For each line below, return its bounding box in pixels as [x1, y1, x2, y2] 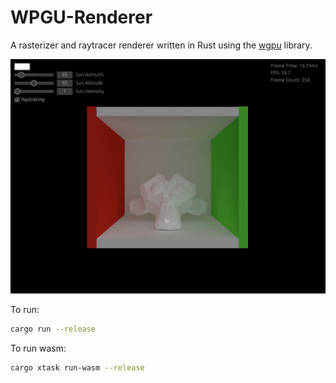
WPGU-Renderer [10, 6, 153, 29]
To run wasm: [10, 342, 67, 355]
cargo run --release [10, 324, 97, 335]
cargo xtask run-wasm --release [10, 363, 145, 373]
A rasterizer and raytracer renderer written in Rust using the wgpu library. [10, 39, 313, 51]
